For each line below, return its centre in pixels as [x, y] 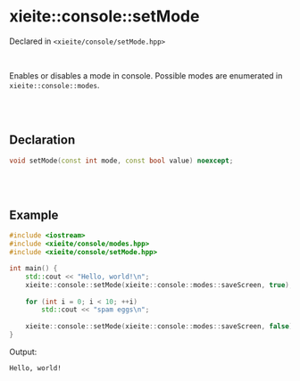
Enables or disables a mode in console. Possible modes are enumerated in [146, 75]
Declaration [42, 140]
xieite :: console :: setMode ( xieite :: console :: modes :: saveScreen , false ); [161, 327]
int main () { [33, 269]
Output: [23, 352]
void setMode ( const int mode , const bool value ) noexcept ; [121, 161]
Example [34, 215]
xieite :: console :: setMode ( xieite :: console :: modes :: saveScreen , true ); [159, 285]
